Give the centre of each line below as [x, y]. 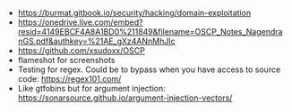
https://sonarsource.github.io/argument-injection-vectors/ [125, 98]
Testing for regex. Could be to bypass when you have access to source [149, 69]
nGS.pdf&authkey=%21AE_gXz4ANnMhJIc [97, 41]
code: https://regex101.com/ [69, 79]
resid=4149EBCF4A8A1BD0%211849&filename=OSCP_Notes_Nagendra [150, 32]
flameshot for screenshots [66, 60]
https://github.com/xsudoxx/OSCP [81, 51]
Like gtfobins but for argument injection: [91, 88]
